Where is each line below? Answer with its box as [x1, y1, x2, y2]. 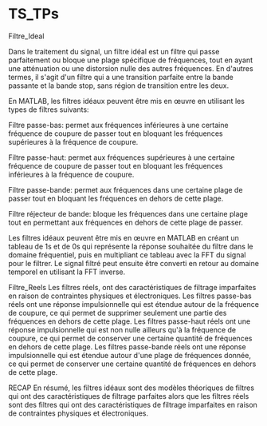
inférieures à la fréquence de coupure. [8, 169, 135, 179]
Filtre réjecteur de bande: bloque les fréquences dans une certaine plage [8, 209, 249, 218]
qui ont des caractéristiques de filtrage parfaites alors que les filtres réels [8, 391, 249, 400]
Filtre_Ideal [8, 31, 45, 41]
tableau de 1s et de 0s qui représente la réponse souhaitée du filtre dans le [8, 241, 253, 251]
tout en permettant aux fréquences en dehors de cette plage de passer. [8, 217, 243, 227]
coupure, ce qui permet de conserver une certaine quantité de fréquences [8, 333, 253, 343]
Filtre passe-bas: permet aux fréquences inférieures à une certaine [8, 120, 229, 129]
